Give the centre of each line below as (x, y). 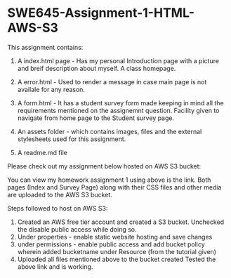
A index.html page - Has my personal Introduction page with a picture (118, 60)
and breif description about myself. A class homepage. (97, 68)
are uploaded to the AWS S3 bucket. (60, 194)
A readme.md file (42, 152)
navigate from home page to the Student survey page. (95, 118)
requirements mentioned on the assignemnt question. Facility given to (118, 110)
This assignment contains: (45, 47)
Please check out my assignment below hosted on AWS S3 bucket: (104, 166)
